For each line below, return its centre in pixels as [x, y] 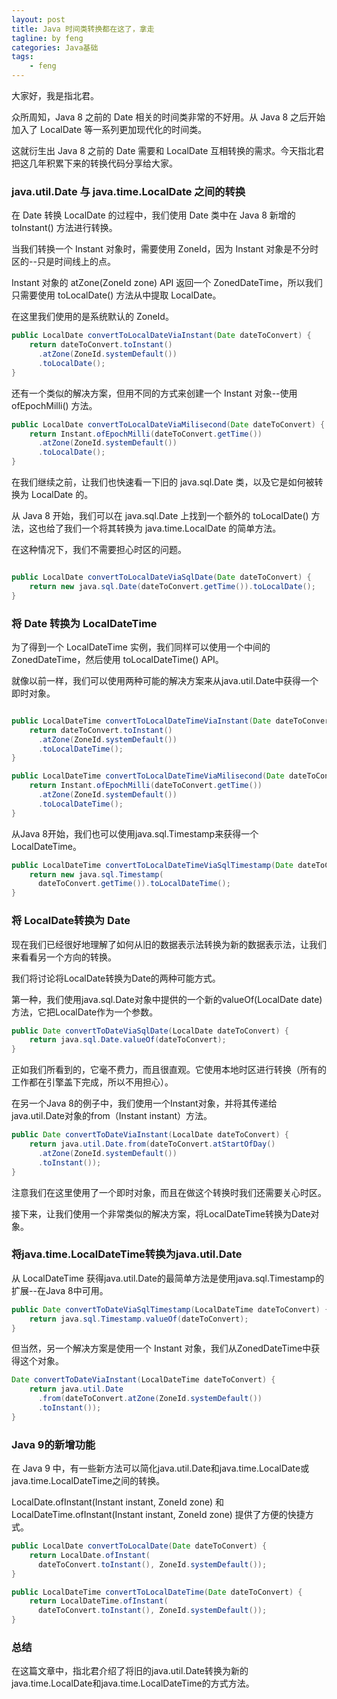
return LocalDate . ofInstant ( [90, 1555]
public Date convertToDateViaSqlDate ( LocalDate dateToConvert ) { [150, 1031]
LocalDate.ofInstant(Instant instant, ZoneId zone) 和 [118, 1502]
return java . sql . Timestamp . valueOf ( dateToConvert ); [139, 1319]
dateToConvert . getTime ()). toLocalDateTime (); [134, 884]
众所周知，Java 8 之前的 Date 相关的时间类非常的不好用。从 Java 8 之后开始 [168, 117]
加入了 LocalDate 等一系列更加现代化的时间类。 [109, 129]
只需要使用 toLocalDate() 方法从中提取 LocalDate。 [116, 295]
